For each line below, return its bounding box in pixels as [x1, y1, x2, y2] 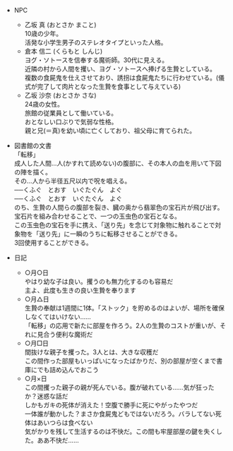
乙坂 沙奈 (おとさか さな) [24, 91, 97, 100]
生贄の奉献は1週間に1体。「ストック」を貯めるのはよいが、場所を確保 [24, 303, 225, 312]
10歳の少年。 [24, 30, 63, 37]
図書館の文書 [13, 141, 52, 150]
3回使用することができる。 [13, 239, 93, 246]
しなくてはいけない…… [24, 313, 92, 320]
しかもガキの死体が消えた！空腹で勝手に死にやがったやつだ [24, 401, 198, 409]
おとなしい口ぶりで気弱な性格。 [24, 118, 118, 126]
